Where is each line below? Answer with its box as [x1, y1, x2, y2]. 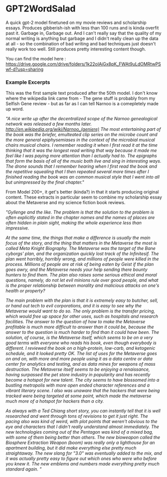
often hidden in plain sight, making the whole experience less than [5, 220, 142, 226]
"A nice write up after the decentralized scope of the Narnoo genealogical [5, 116, 158, 122]
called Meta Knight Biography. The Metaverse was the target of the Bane [5, 245, 156, 251]
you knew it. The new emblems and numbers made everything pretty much [5, 461, 160, 467]
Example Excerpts [5, 78, 50, 85]
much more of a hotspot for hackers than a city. [5, 398, 104, 404]
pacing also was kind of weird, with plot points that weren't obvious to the [5, 419, 158, 425]
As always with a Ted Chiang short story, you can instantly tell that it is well [5, 408, 161, 414]
